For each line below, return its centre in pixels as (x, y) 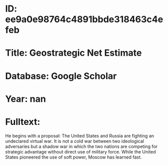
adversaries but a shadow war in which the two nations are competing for (81, 146)
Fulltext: (23, 122)
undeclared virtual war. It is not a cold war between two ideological (75, 141)
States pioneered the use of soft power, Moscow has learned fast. (74, 157)
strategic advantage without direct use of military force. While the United (80, 151)
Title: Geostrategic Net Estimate (73, 53)
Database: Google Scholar (61, 76)
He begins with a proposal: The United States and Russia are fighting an (80, 135)
